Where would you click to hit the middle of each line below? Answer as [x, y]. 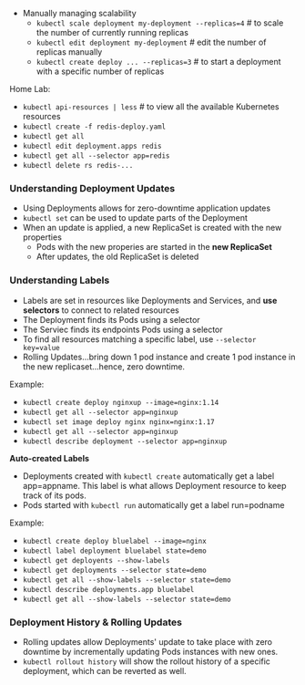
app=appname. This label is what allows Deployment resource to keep [154, 485]
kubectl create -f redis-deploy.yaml [94, 127]
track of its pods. [54, 495]
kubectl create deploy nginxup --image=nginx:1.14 [121, 402]
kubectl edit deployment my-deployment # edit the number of [151, 42]
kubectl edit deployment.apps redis [92, 146]
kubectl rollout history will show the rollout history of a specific [147, 661]
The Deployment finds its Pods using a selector [111, 319]
